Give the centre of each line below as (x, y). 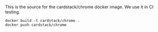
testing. (13, 12)
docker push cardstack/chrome (36, 25)
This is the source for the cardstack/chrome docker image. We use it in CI (79, 7)
